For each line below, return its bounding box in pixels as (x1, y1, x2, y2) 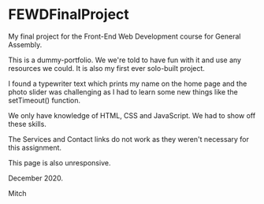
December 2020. (8, 173, 64, 183)
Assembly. (8, 39, 43, 49)
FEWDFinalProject (8, 6, 130, 24)
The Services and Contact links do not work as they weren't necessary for (8, 134, 250, 143)
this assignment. (8, 143, 61, 152)
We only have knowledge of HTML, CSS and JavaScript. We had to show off (8, 110, 256, 120)
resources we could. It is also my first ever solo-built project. (8, 63, 205, 72)
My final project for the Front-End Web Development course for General (8, 32, 241, 41)
